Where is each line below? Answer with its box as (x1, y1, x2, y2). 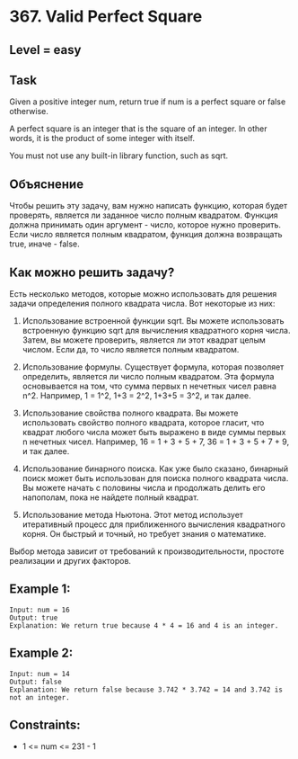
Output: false (9, 677, 63, 686)
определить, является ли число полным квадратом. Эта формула (22, 371, 275, 382)
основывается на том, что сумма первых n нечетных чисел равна (22, 380, 276, 392)
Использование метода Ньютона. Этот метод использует (22, 510, 244, 521)
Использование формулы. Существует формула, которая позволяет (22, 362, 285, 372)
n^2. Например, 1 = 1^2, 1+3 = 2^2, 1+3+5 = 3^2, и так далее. (22, 390, 251, 401)
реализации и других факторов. (9, 556, 132, 567)
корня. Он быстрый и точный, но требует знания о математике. (22, 529, 267, 540)
